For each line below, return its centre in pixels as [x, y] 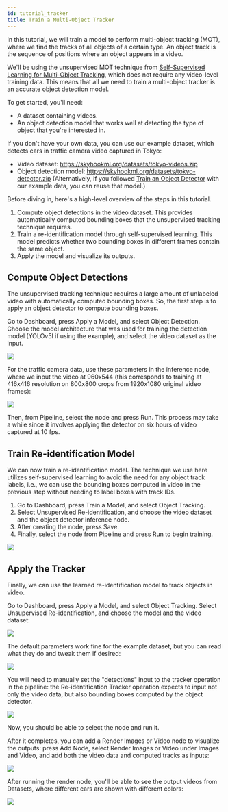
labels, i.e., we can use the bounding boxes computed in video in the [104, 485]
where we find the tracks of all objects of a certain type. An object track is [112, 47]
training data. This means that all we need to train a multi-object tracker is [111, 81]
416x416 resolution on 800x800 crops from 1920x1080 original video [104, 384]
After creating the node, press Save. [68, 527]
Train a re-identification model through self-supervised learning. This [114, 234]
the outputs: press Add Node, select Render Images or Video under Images [113, 748]
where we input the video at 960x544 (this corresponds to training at [104, 377]
